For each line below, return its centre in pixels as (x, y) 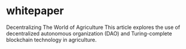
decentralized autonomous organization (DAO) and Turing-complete (89, 33)
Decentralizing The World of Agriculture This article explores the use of (93, 27)
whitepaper (35, 11)
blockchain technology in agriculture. (51, 40)
